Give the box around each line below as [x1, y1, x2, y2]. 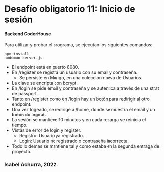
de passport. [11, 91, 38, 97]
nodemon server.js [4, 56, 43, 60]
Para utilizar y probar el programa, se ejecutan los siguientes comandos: [4, 42, 153, 48]
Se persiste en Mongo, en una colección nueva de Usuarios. [19, 75, 142, 81]
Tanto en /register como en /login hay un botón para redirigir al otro [11, 96, 150, 102]
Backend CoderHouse [4, 31, 51, 37]
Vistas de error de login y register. [11, 127, 82, 133]
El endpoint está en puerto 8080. [11, 64, 80, 70]
